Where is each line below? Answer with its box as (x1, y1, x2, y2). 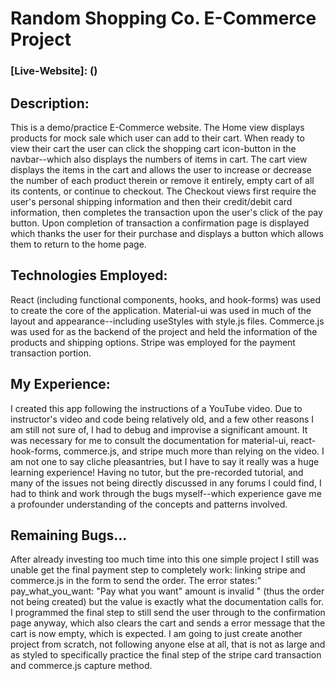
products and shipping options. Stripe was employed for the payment (10, 336, 296, 348)
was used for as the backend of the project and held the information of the (10, 325, 318, 337)
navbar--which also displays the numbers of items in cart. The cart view (10, 153, 308, 165)
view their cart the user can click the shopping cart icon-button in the (10, 142, 297, 154)
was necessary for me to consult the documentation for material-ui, (10, 434, 289, 446)
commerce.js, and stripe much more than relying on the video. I (63, 445, 325, 457)
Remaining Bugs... (10, 527, 128, 544)
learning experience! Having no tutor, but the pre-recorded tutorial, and (10, 466, 304, 478)
